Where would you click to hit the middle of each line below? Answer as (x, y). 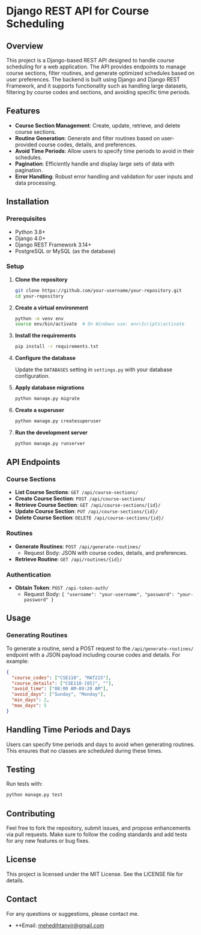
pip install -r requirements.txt (57, 347)
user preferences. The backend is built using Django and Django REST (93, 79)
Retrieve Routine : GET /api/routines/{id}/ (68, 559)
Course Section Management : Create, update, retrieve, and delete (97, 125)
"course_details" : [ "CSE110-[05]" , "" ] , (63, 683)
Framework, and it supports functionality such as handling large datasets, (97, 86)
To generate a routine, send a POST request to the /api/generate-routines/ (100, 648)
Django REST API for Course (78, 11)
